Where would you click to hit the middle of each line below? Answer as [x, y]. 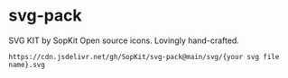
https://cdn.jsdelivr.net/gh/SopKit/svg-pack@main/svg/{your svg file [144, 56]
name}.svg [27, 65]
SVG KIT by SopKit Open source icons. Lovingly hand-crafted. [124, 40]
